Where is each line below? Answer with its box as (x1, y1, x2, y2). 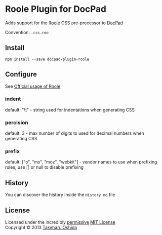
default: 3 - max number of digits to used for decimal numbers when (5, 130, 145, 136)
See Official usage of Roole (5, 83, 61, 89)
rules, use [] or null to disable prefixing (5, 164, 84, 170)
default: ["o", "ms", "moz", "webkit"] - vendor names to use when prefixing (5, 159, 157, 165)
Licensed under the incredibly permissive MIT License (5, 219, 116, 225)
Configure (5, 70, 37, 78)
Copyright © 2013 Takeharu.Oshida (5, 225, 78, 231)
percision (5, 119, 29, 126)
